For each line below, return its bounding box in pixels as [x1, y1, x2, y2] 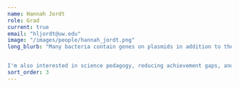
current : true [7, 23, 50, 30]
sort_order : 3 [7, 69, 50, 76]
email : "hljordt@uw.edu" [7, 30, 81, 37]
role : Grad [7, 17, 40, 24]
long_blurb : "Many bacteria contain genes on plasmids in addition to [7, 43, 221, 50]
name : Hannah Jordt [7, 10, 65, 18]
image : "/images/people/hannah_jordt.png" [7, 37, 135, 44]
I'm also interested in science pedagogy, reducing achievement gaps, [7, 62, 221, 69]
